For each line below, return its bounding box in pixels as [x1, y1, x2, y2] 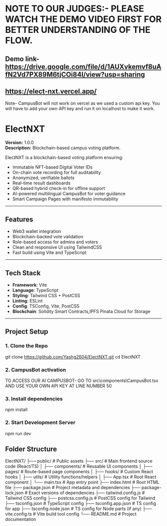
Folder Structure [5, 445, 57, 453]
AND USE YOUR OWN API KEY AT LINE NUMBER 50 [5, 382, 112, 389]
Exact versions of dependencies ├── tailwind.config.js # [28, 490, 145, 496]
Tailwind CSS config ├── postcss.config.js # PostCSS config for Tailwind [5, 495, 156, 501]
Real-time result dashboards [12, 180, 71, 186]
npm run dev [5, 430, 31, 436]
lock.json [5, 490, 24, 496]
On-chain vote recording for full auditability [12, 170, 101, 175]
